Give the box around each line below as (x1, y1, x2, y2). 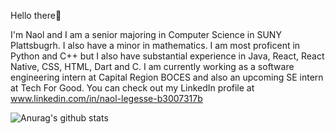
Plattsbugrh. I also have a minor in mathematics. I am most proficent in (10, 40, 301, 51)
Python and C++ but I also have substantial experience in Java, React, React (10, 50, 325, 62)
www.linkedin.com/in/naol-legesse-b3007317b (10, 93, 203, 104)
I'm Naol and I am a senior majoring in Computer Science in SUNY (10, 29, 282, 40)
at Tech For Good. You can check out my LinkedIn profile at (10, 82, 255, 94)
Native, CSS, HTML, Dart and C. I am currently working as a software (10, 61, 295, 72)
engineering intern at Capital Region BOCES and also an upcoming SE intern (10, 71, 324, 83)
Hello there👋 (10, 10, 62, 21)
